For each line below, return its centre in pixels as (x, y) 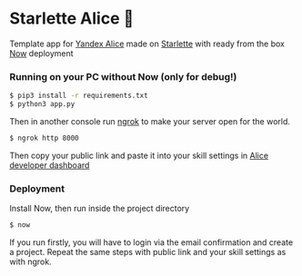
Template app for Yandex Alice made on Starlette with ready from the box (147, 44)
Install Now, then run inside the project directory (100, 209)
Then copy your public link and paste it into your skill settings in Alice (139, 155)
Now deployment (42, 53)
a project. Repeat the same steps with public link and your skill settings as (148, 252)
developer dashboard (50, 165)
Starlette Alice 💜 (72, 19)
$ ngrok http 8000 (44, 138)
